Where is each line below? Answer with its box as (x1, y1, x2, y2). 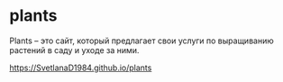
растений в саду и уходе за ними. (9, 44, 140, 55)
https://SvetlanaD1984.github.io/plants (9, 62, 152, 73)
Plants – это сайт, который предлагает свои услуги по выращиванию (9, 35, 274, 46)
